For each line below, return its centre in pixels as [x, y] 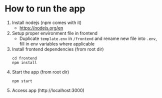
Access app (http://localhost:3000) [48, 90]
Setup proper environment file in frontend [55, 33]
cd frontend [24, 58]
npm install [24, 62]
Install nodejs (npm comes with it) [47, 22]
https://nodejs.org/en [41, 27]
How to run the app [45, 9]
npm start [22, 81]
